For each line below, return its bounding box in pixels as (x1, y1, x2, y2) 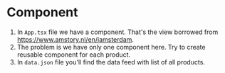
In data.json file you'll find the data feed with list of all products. (16, 57, 206, 66)
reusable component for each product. (16, 50, 131, 59)
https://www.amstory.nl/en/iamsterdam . (16, 35, 135, 43)
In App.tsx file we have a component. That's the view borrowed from (16, 28, 219, 36)
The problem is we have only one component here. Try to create (16, 43, 206, 51)
